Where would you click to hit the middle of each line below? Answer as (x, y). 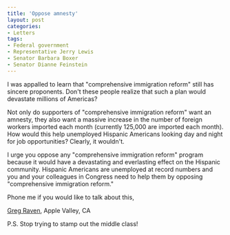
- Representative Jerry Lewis (51, 52)
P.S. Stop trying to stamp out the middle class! (73, 223)
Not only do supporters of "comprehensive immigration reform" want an (109, 112)
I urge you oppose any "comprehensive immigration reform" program (105, 155)
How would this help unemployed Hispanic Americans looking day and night (115, 134)
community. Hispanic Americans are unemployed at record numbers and (110, 169)
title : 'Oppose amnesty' (43, 13)
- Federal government (38, 45)
